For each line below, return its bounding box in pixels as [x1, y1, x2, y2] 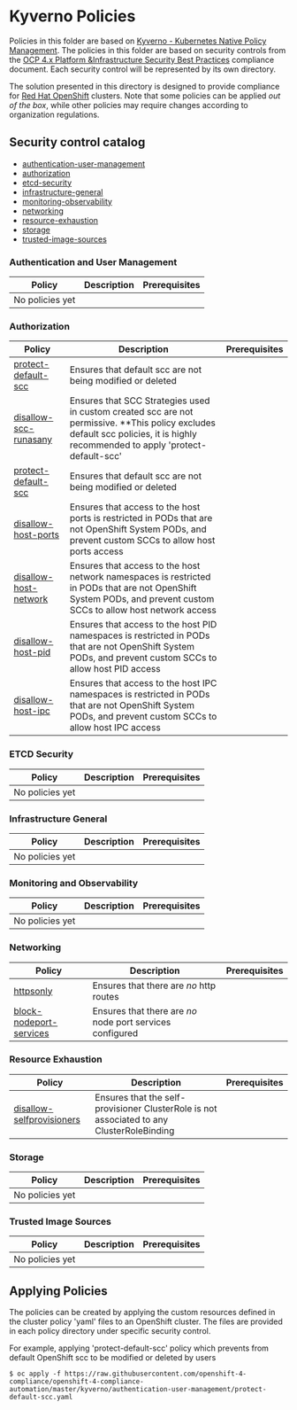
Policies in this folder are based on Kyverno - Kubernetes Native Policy [9, 35, 267, 46]
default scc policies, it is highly [69, 428, 197, 440]
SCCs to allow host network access [69, 604, 217, 617]
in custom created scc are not [69, 406, 194, 418]
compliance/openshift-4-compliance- [9, 1377, 144, 1386]
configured [92, 1026, 139, 1039]
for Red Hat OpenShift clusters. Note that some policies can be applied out [9, 90, 281, 101]
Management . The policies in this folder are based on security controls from [9, 44, 286, 55]
